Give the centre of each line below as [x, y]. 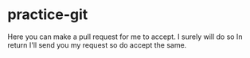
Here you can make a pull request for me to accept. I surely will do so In [125, 37]
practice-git [48, 15]
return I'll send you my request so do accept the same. [97, 44]
